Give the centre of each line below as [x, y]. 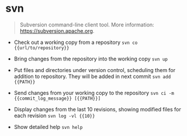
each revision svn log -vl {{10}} [54, 115]
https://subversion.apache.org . [57, 30]
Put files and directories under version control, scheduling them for [95, 70]
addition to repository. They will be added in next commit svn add [92, 76]
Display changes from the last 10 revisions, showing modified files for [98, 109]
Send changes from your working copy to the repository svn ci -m [94, 93]
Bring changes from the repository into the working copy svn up [91, 59]
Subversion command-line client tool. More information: [87, 25]
